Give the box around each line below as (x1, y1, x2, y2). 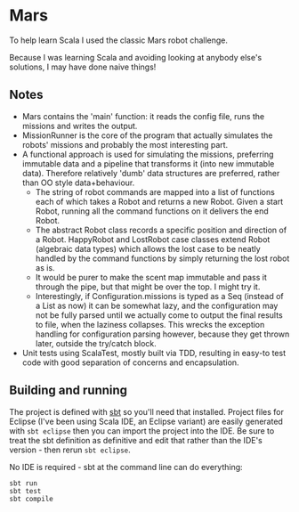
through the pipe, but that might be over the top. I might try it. (35, 281, 261, 292)
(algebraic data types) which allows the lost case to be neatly (35, 243, 261, 254)
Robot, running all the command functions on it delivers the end (35, 206, 269, 216)
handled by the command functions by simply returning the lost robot (35, 253, 290, 264)
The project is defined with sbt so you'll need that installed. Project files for (9, 406, 285, 417)
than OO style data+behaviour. (21, 177, 135, 188)
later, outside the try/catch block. (35, 337, 158, 348)
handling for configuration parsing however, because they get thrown (35, 329, 290, 339)
